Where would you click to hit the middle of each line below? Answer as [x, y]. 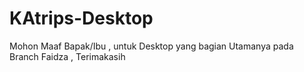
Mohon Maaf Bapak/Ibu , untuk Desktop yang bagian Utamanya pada [151, 46]
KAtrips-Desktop [81, 18]
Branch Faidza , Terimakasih [67, 56]
